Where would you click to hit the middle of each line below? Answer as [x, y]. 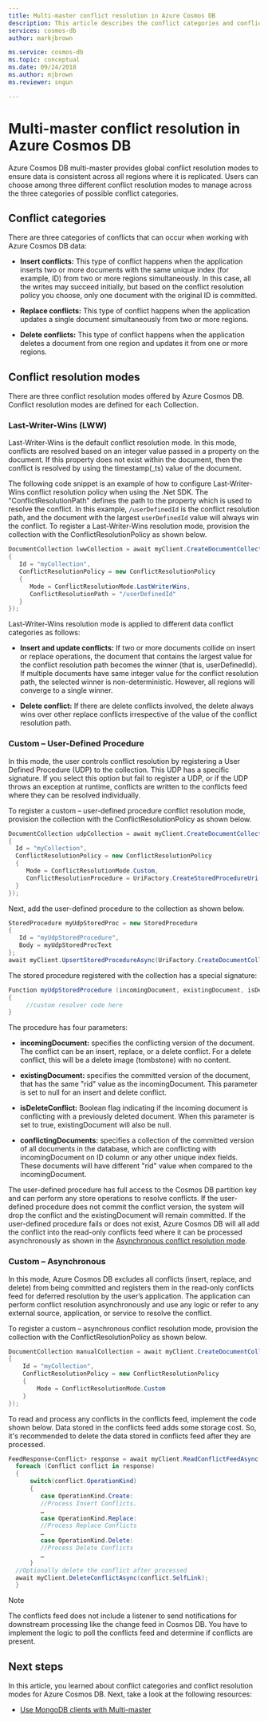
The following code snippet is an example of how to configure [110, 483]
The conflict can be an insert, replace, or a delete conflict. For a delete [136, 1052]
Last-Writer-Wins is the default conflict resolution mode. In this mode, [122, 443]
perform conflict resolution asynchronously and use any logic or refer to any [134, 1304]
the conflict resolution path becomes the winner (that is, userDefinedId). [138, 665]
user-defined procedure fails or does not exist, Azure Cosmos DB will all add [134, 1224]
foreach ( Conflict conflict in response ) [85, 1466]
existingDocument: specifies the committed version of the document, [135, 1076]
